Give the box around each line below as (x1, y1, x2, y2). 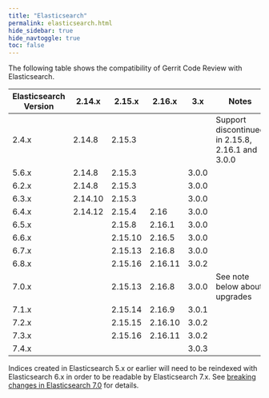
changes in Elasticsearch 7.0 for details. (8, 380, 139, 390)
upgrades (215, 291, 252, 302)
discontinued (215, 125, 265, 136)
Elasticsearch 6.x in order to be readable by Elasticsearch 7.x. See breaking (8, 372, 256, 382)
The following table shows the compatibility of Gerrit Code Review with (8, 63, 243, 73)
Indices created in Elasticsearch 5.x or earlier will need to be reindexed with (8, 364, 258, 373)
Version (23, 101, 54, 112)
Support (215, 114, 247, 125)
